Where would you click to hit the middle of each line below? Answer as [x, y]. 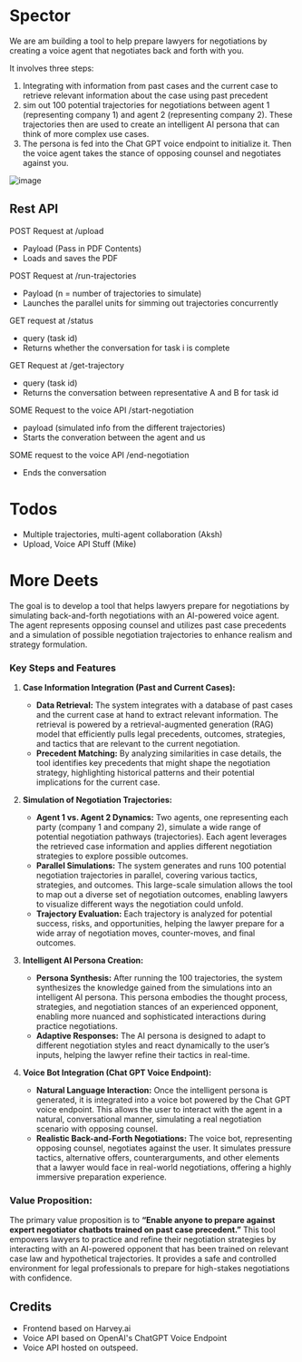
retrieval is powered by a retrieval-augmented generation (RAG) [155, 724]
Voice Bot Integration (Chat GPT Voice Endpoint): [117, 1073]
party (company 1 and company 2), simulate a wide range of [148, 827]
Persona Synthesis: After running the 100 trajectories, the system [159, 977]
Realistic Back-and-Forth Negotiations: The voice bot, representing [164, 1138]
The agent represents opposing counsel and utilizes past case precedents [148, 625]
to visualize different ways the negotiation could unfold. [140, 904]
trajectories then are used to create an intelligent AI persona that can [151, 124]
